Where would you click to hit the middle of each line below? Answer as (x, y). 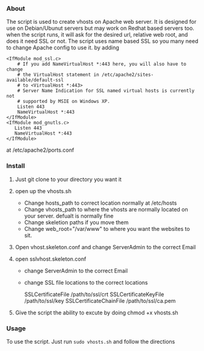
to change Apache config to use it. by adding (63, 48)
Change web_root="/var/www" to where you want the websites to (107, 229)
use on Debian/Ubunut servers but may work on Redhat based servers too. (100, 28)
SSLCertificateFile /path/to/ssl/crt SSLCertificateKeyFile (94, 294)
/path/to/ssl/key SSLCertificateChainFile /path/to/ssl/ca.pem (100, 300)
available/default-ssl (35, 80)
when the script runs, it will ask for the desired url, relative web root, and (97, 35)
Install (16, 166)
